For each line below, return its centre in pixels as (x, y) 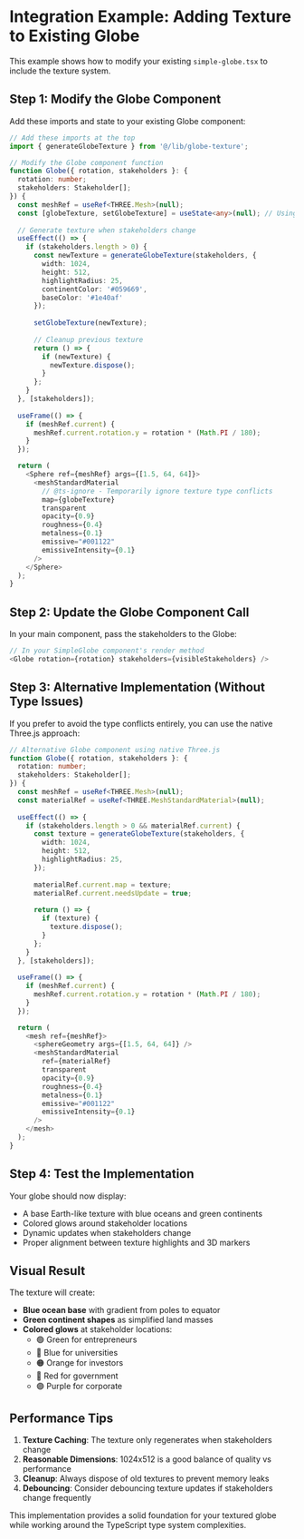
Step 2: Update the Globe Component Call (129, 612)
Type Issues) (47, 702)
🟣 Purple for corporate (79, 1387)
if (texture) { (71, 918)
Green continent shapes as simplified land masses (118, 1320)
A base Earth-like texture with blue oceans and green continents (142, 1213)
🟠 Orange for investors (80, 1363)
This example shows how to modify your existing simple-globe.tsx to (139, 61)
